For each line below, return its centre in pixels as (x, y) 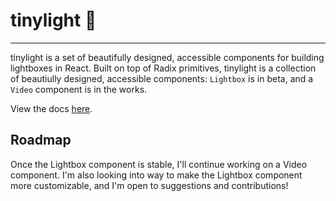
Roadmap (41, 140)
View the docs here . (51, 108)
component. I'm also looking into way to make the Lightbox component (156, 175)
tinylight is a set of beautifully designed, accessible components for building (167, 57)
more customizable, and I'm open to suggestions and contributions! (149, 185)
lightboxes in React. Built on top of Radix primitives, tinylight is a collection (163, 68)
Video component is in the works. (79, 89)
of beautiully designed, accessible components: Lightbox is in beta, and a (162, 78)
